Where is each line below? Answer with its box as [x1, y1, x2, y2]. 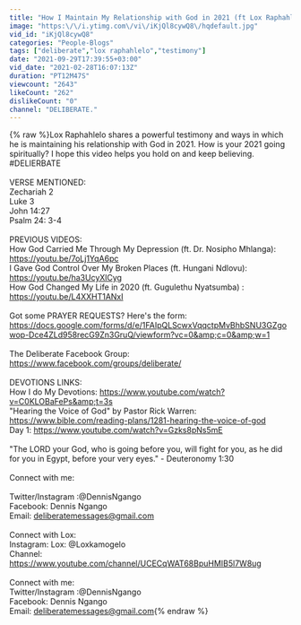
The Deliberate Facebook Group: [9, 349, 130, 360]
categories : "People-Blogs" [9, 38, 115, 48]
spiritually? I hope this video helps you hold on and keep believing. [9, 149, 255, 160]
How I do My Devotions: [9, 386, 99, 397]
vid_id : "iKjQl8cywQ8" [9, 30, 94, 39]
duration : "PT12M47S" [9, 72, 90, 81]
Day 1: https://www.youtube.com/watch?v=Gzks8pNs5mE [9, 425, 223, 436]
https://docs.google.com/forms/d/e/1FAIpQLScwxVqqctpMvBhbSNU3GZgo [9, 320, 288, 331]
